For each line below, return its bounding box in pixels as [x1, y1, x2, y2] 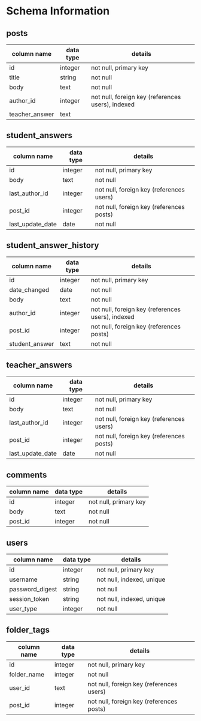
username [9, 575, 38, 584]
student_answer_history [6, 240, 99, 250]
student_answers [6, 130, 73, 140]
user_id [9, 683, 30, 692]
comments [6, 469, 47, 480]
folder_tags [6, 625, 50, 635]
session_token [9, 595, 50, 603]
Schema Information [6, 4, 110, 18]
